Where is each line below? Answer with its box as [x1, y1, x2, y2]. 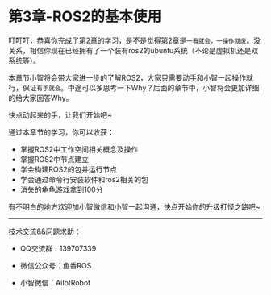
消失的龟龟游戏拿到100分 [19, 185, 103, 194]
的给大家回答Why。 [8, 93, 73, 102]
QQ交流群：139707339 [19, 243, 97, 253]
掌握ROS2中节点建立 [19, 154, 90, 164]
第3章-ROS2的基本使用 [8, 7, 162, 26]
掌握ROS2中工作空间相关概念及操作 [19, 144, 139, 154]
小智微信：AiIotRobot [19, 277, 91, 287]
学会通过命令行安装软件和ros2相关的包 [19, 174, 149, 184]
